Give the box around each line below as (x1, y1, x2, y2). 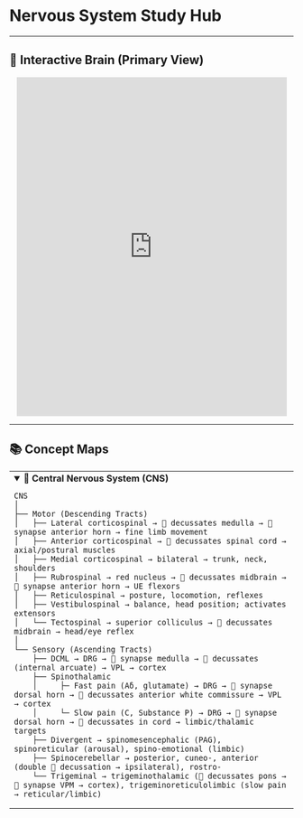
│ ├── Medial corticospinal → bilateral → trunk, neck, (14, 553, 269, 564)
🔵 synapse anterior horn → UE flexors (14, 580, 180, 591)
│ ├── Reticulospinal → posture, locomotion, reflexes (14, 589, 263, 600)
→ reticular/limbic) (14, 788, 102, 799)
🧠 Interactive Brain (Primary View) (9, 52, 205, 68)
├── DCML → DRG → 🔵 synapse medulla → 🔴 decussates (32, 653, 259, 663)
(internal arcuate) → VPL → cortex (14, 662, 167, 672)
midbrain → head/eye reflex (14, 625, 134, 636)
